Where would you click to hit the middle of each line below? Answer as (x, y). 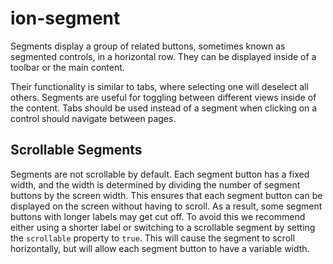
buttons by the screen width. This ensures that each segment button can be (166, 195)
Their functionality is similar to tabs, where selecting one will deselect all (159, 86)
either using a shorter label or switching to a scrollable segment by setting (163, 227)
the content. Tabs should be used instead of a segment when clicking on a (164, 108)
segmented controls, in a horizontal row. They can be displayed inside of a (163, 56)
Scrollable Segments (76, 150)
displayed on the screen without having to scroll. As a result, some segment (166, 206)
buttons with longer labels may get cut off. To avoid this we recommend (158, 216)
